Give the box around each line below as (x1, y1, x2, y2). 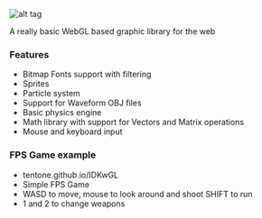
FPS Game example (9, 149, 97, 161)
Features (9, 48, 50, 60)
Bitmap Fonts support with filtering (22, 68, 152, 80)
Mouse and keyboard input (22, 126, 124, 137)
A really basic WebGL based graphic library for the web (9, 26, 216, 36)
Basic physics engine (22, 107, 102, 118)
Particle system (22, 88, 81, 99)
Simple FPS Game (22, 178, 90, 189)
